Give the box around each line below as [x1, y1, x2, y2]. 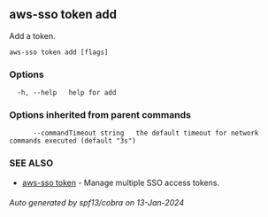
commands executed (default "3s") [9, 136, 137, 145]
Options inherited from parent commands [9, 109, 192, 121]
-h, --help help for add [17, 89, 117, 97]
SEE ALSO [9, 157, 54, 169]
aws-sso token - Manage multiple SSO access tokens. [21, 177, 219, 188]
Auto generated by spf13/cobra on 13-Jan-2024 [9, 198, 184, 208]
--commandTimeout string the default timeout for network [32, 128, 259, 138]
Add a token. [9, 30, 56, 41]
